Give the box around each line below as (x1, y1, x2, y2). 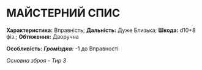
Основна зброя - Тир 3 (6, 56, 66, 64)
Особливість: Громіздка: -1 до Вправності (6, 45, 119, 52)
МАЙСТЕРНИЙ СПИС (6, 6, 121, 20)
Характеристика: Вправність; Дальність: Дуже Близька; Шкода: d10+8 (6, 26, 196, 34)
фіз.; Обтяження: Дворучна (6, 33, 80, 40)
